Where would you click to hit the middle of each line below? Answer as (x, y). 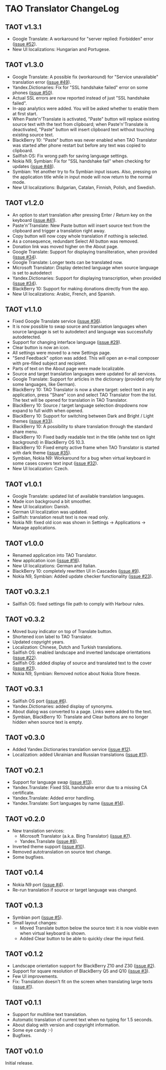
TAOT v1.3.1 (23, 27)
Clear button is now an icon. (41, 348)
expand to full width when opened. (48, 411)
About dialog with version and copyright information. (66, 1025)
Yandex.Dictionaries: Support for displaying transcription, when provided (86, 278)
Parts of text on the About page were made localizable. (68, 369)
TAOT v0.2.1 (24, 770)
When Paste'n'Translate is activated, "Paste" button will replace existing (86, 119)
